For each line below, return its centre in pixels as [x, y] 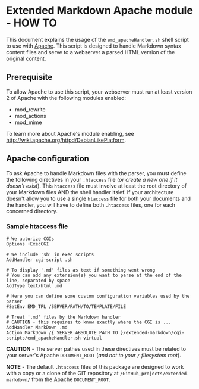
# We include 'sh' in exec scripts [50, 254]
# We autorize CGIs [30, 239]
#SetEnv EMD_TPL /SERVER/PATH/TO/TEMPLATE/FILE [66, 306]
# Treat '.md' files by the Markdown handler [63, 317]
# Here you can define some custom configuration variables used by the [98, 296]
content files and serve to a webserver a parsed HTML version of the [91, 52]
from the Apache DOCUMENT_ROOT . [71, 379]
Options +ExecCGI [28, 244]
